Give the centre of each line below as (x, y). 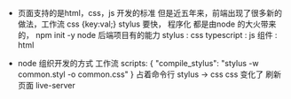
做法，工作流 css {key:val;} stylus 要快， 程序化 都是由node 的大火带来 (147, 24)
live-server (55, 85)
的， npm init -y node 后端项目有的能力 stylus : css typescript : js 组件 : (147, 35)
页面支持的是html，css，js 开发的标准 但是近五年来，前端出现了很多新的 (149, 13)
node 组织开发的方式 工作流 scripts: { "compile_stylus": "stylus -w (138, 63)
